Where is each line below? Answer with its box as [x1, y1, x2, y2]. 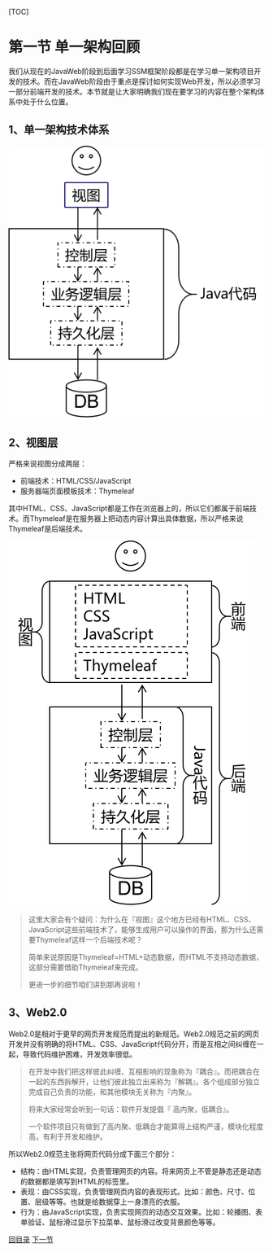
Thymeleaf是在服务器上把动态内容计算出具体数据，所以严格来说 [29, 514, 244, 523]
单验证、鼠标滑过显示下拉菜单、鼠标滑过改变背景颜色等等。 [19, 1217, 220, 1227]
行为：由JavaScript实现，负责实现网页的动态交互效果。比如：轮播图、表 [19, 1206, 263, 1216]
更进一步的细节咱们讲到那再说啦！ [28, 980, 143, 990]
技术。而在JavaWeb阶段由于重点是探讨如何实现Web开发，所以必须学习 [22, 77, 262, 86]
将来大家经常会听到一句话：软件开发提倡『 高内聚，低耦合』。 [28, 1104, 234, 1114]
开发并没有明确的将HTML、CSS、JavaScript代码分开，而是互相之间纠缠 [8, 1039, 250, 1048]
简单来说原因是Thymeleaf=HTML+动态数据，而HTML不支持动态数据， [28, 952, 264, 962]
